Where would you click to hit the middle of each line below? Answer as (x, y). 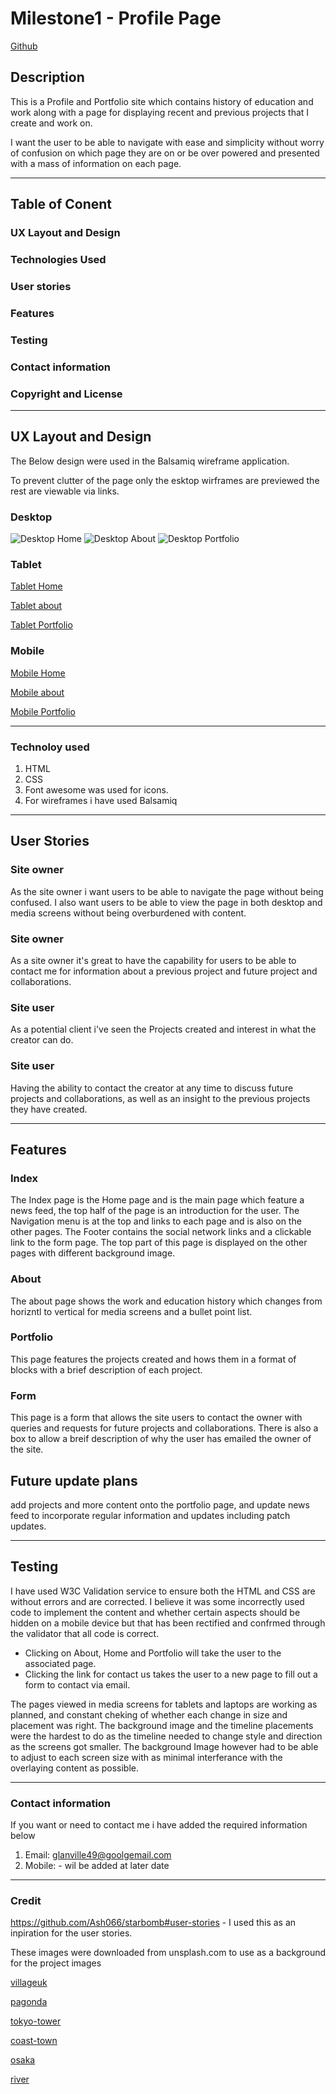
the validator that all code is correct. (85, 1633)
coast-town (34, 2041)
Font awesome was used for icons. (96, 789)
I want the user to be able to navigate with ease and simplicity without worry (167, 142)
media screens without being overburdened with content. (128, 913)
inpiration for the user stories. (71, 1933)
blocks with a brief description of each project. (106, 1369)
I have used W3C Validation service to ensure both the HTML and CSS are (163, 1591)
